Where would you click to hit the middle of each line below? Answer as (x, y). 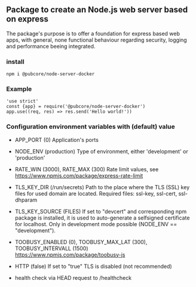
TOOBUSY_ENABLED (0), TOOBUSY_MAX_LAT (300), (81, 242)
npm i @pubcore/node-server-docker (50, 74)
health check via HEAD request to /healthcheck (73, 277)
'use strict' (22, 101)
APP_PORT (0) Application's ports (56, 140)
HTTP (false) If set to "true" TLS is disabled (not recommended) (93, 266)
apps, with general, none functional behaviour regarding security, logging (97, 40)
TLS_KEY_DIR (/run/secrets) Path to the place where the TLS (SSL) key (102, 187)
